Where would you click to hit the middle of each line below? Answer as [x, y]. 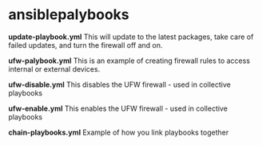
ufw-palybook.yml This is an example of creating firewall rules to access [129, 61]
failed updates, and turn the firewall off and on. [85, 45]
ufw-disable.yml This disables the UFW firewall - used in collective [120, 84]
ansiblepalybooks [69, 15]
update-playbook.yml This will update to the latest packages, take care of [131, 37]
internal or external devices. [54, 69]
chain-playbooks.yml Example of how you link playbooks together [119, 132]
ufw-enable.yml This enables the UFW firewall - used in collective [118, 108]
